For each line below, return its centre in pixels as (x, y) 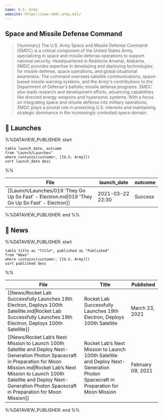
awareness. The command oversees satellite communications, (79, 76)
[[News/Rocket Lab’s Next (37, 337)
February (141, 364)
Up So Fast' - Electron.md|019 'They (50, 197)
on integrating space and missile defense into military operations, (82, 102)
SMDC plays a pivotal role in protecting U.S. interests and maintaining (86, 108)
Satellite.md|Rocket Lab (34, 311)
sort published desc (26, 263)
